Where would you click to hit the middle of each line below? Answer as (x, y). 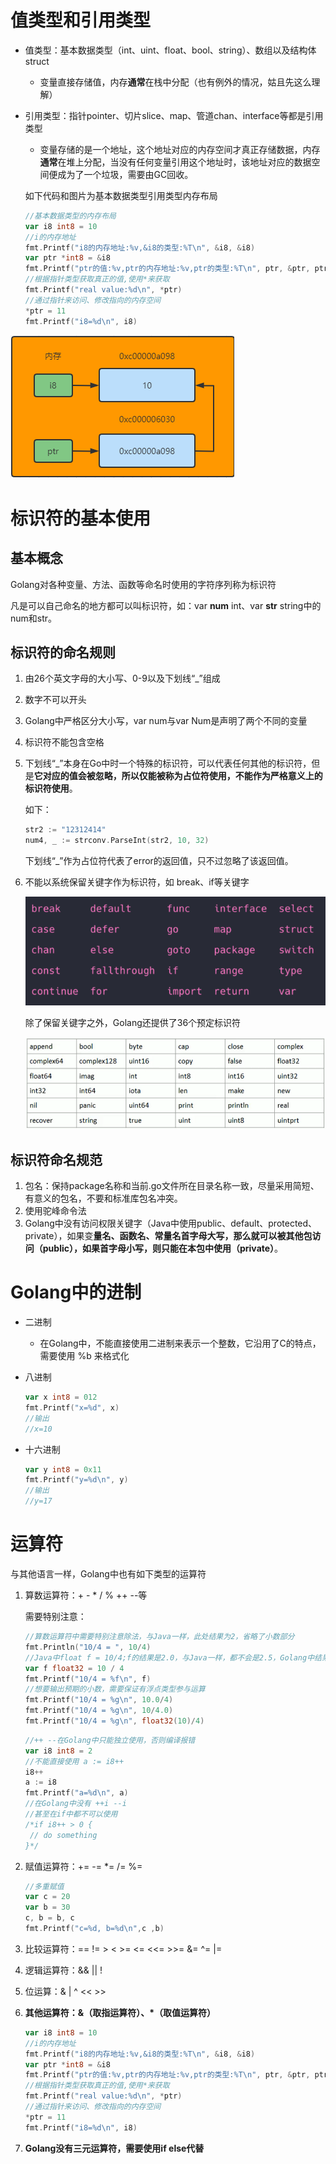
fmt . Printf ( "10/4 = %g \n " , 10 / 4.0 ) (99, 1711)
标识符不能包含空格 (64, 742)
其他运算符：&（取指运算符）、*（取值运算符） (120, 2012)
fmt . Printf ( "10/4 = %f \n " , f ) (88, 1679)
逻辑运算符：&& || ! (63, 1970)
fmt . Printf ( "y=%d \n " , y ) (76, 1480)
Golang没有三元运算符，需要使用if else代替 (114, 2148)
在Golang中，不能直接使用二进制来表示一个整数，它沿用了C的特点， (180, 1343)
